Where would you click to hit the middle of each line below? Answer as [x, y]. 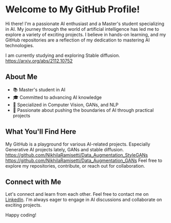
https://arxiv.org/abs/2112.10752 [39, 60]
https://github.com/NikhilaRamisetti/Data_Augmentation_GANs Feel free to [84, 160]
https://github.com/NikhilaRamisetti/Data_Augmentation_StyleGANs [77, 155]
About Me [21, 77]
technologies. [20, 45]
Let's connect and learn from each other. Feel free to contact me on [77, 194]
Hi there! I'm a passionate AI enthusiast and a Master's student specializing [85, 24]
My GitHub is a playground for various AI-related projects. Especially [78, 144]
